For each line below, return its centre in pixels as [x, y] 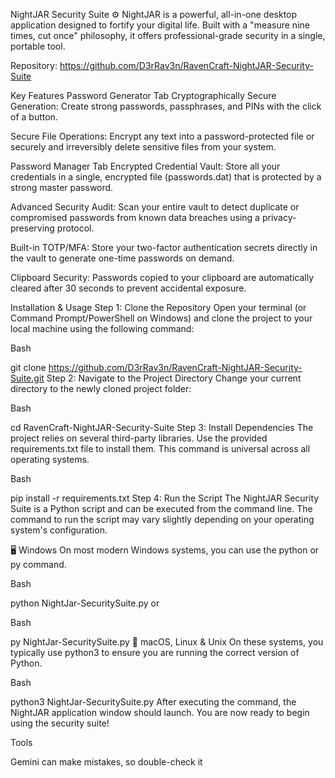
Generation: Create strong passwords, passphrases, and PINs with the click [166, 106]
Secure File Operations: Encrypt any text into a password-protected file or [162, 136]
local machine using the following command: [102, 328]
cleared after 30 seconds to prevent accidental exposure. [128, 288]
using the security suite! [60, 723]
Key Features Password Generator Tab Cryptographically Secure [143, 95]
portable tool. [38, 46]
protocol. [75, 228]
